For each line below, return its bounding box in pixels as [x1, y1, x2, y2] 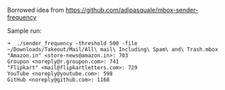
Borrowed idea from [7, 6, 64, 14]
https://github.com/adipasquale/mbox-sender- [65, 6, 199, 14]
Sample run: [7, 27, 42, 35]
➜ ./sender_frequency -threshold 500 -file [7, 40, 138, 47]
